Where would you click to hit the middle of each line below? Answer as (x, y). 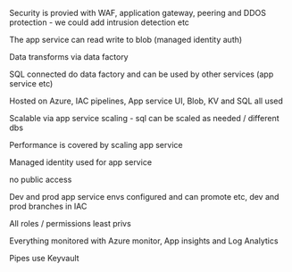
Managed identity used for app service (81, 162)
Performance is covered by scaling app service (96, 145)
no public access (41, 179)
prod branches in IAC (48, 206)
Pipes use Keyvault (44, 258)
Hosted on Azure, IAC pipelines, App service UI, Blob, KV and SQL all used (146, 101)
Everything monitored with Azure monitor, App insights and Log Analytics (144, 241)
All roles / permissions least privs (70, 223)
